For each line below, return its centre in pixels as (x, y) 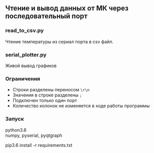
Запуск (15, 119)
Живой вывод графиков (31, 66)
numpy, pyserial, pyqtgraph (34, 135)
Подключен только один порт (45, 100)
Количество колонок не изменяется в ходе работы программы (81, 106)
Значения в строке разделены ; (47, 95)
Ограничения (23, 79)
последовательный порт (46, 16)
